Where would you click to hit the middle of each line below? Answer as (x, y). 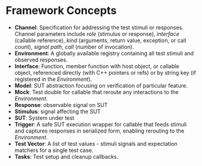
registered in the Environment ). (53, 79)
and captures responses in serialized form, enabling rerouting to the (99, 131)
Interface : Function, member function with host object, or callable (97, 66)
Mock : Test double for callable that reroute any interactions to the (96, 92)
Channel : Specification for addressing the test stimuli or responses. (99, 27)
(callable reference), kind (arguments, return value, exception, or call (100, 40)
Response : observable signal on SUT (61, 105)
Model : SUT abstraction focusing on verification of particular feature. (101, 85)
